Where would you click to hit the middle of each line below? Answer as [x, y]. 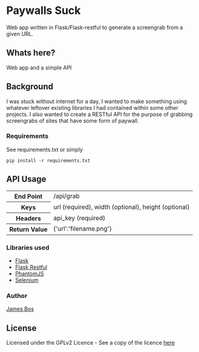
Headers [28, 218]
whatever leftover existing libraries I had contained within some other [92, 107]
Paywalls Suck [44, 11]
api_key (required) [80, 218]
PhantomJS [29, 273]
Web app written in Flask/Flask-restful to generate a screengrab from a [95, 27]
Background [30, 86]
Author [17, 296]
